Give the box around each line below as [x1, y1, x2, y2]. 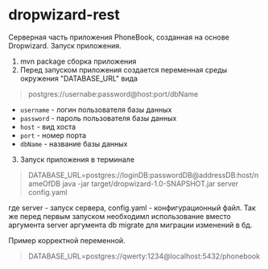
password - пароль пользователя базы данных [19, 113, 177, 122]
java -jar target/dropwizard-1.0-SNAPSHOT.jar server [62, 179, 239, 188]
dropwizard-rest [8, 6, 121, 24]
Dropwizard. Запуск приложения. [8, 40, 122, 50]
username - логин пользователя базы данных [19, 105, 172, 114]
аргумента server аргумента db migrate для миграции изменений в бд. [8, 220, 253, 230]
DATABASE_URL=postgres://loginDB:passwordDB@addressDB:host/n [27, 170, 259, 180]
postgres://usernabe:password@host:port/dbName [27, 89, 199, 98]
